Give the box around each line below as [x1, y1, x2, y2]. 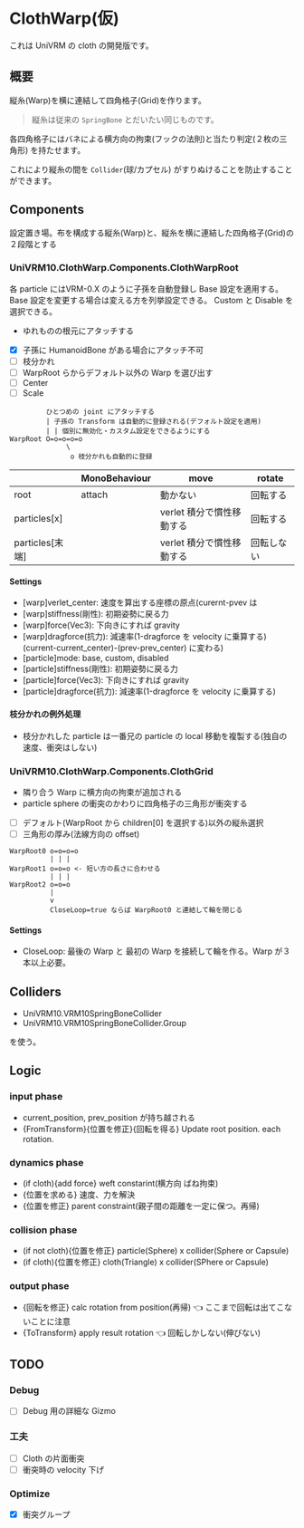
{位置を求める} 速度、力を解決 [22, 1189, 136, 1200]
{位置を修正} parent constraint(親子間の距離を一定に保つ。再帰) [22, 1201, 260, 1211]
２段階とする [9, 238, 57, 249]
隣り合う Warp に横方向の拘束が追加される [22, 786, 183, 797]
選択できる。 [9, 305, 57, 317]
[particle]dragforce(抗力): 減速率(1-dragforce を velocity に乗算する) [22, 686, 276, 697]
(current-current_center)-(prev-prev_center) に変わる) [22, 642, 224, 653]
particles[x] [14, 513, 63, 525]
